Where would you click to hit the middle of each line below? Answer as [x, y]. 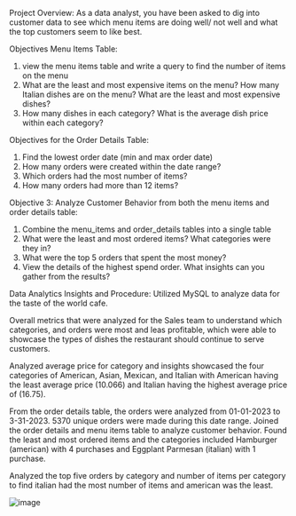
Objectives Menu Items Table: [63, 49]
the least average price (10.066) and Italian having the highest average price [148, 385]
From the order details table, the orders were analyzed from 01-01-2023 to [145, 411]
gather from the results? [66, 276]
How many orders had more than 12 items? [100, 185]
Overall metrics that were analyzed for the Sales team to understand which [145, 320]
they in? [36, 248]
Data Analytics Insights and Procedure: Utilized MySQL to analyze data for [145, 294]
